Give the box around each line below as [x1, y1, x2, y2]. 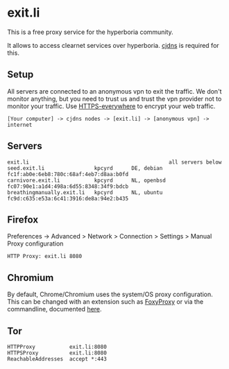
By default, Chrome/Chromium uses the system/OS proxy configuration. [7, 290, 213, 299]
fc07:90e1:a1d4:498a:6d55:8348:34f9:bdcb [7, 182, 129, 190]
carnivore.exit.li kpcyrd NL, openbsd [7, 177, 167, 184]
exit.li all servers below [7, 158, 222, 166]
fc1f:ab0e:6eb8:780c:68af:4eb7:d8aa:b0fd [7, 171, 129, 178]
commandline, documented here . [7, 305, 102, 314]
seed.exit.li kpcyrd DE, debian [7, 164, 163, 171]
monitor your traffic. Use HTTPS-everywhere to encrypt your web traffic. [7, 102, 216, 110]
